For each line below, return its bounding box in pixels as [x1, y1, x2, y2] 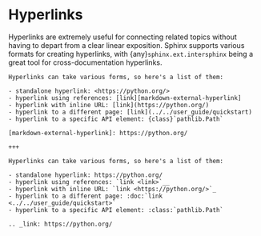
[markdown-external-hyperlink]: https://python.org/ [8, 129, 188, 137]
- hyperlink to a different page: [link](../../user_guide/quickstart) [8, 108, 252, 116]
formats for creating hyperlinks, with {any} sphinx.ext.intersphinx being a [8, 49, 254, 58]
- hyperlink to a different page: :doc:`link [8, 192, 163, 200]
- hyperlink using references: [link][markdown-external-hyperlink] [8, 94, 242, 102]
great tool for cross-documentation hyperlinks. [8, 58, 163, 67]
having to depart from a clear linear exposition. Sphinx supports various [8, 40, 245, 50]
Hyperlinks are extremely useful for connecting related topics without [8, 32, 238, 42]
